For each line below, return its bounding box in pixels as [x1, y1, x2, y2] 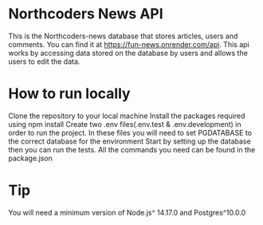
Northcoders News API [8, 5, 163, 23]
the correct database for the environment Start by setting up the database [8, 136, 251, 146]
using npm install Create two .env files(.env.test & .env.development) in [8, 119, 241, 128]
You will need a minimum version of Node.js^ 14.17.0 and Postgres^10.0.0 [8, 207, 246, 217]
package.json [8, 153, 53, 163]
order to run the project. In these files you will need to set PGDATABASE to [8, 128, 253, 137]
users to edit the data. [8, 57, 80, 66]
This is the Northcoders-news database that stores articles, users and [8, 31, 238, 41]
